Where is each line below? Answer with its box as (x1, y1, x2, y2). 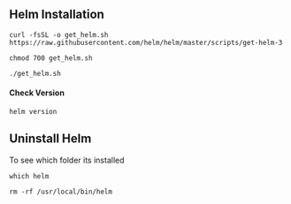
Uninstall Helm (9, 132, 92, 147)
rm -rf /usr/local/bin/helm (9, 187, 113, 196)
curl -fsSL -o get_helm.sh (9, 30, 109, 39)
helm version (9, 108, 57, 117)
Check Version (9, 87, 65, 98)
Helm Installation (9, 7, 104, 22)
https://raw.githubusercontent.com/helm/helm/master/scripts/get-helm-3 (9, 38, 283, 47)
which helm (9, 171, 50, 180)
